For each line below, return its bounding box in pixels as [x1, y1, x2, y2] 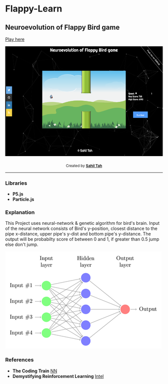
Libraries [5, 179, 27, 186]
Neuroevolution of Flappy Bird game [5, 23, 120, 32]
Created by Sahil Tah [65, 163, 102, 168]
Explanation [5, 209, 35, 216]
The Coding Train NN [12, 367, 57, 374]
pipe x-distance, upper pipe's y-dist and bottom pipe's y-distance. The [5, 231, 151, 237]
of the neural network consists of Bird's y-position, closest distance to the [5, 225, 157, 231]
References [5, 356, 34, 363]
